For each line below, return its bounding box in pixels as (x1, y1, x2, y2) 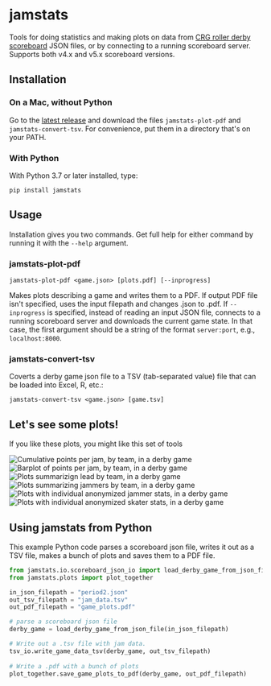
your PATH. (9, 132, 47, 142)
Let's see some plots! (9, 417, 119, 432)
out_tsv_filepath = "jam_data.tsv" (9, 596, 129, 604)
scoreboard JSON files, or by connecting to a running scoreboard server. (9, 40, 252, 50)
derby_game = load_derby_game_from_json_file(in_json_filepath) (9, 626, 229, 634)
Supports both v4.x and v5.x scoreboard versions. (9, 49, 175, 59)
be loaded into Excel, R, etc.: (9, 380, 104, 390)
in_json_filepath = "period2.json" (9, 588, 129, 597)
